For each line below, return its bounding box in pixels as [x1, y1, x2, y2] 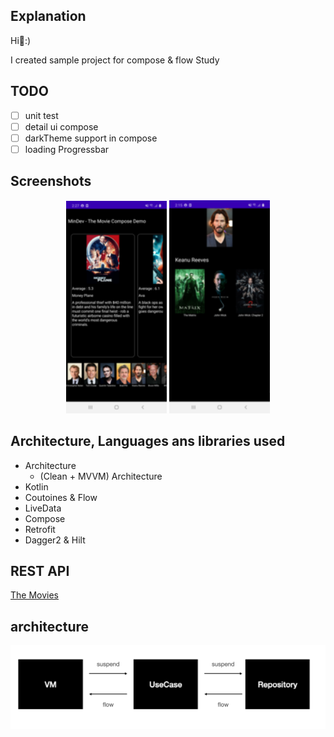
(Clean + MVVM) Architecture [39, 470, 163, 482]
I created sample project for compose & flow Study [10, 54, 220, 66]
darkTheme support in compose [24, 132, 158, 144]
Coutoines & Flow [24, 491, 98, 503]
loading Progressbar [24, 143, 110, 155]
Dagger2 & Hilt [24, 534, 86, 546]
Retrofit [24, 523, 56, 535]
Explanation [10, 8, 87, 25]
